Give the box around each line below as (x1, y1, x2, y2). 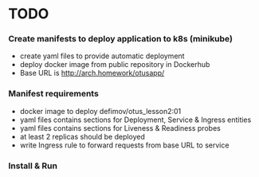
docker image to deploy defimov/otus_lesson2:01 (19, 106, 182, 116)
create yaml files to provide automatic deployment (19, 51, 185, 61)
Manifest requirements (8, 88, 100, 100)
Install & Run (8, 160, 58, 171)
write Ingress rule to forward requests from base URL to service (19, 140, 230, 150)
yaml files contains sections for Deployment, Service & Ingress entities (19, 115, 252, 124)
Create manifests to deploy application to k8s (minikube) (8, 33, 233, 45)
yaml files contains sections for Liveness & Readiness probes (19, 123, 221, 132)
